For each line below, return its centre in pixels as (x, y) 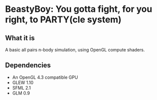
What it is (20, 38)
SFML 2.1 (21, 88)
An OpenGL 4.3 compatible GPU (45, 77)
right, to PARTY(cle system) (63, 20)
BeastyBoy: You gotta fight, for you (79, 9)
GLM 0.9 (21, 93)
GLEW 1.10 (23, 82)
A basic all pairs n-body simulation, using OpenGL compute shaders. (75, 50)
